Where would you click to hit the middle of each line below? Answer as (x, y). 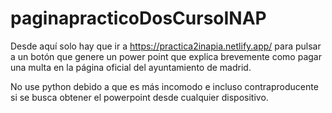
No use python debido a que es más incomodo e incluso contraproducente (164, 86)
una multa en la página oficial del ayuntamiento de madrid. (131, 67)
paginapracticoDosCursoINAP (138, 18)
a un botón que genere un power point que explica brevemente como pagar (166, 56)
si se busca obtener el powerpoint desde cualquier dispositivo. (139, 97)
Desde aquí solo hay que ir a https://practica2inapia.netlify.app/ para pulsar (166, 46)
